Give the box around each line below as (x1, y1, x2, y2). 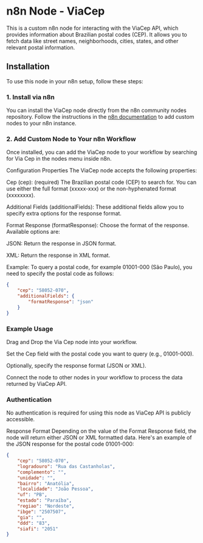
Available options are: (6, 228, 61, 236)
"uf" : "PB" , (17, 492, 47, 498)
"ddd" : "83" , (17, 520, 50, 526)
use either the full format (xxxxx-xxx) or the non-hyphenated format (6, 185, 176, 192)
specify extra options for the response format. (6, 210, 122, 217)
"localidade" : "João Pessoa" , (17, 486, 94, 492)
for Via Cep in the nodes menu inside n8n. (6, 155, 112, 163)
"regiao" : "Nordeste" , (17, 503, 75, 510)
